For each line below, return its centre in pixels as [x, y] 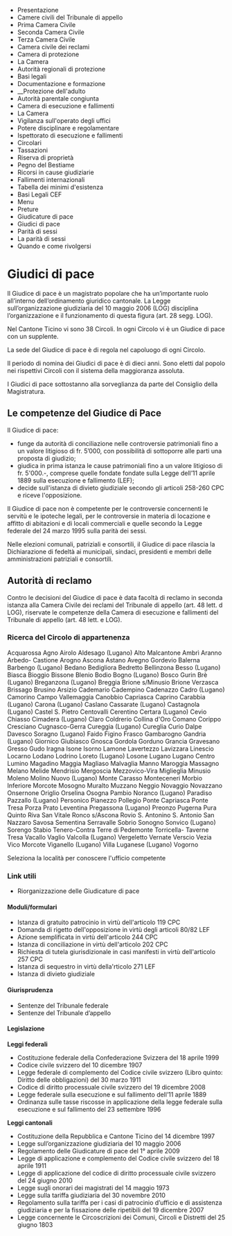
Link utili [22, 876]
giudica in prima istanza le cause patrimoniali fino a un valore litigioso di [120, 465]
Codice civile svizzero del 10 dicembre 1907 [80, 1064]
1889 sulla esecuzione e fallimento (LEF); [76, 480]
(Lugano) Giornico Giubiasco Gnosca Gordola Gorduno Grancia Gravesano [114, 741]
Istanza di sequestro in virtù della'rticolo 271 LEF [86, 967]
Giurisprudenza [30, 989]
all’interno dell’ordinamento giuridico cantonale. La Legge [89, 301]
